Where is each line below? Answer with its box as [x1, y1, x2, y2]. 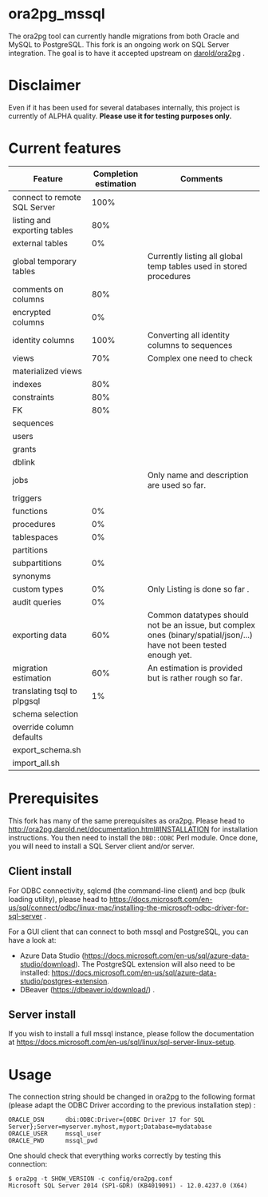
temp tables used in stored [147, 261, 247, 272]
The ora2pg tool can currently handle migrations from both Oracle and [8, 31, 239, 41]
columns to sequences [147, 339, 233, 350]
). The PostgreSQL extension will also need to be [75, 959, 235, 968]
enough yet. [147, 649, 193, 660]
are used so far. [147, 479, 207, 490]
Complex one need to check [147, 353, 253, 364]
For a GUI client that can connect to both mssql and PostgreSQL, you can [8, 927, 249, 936]
